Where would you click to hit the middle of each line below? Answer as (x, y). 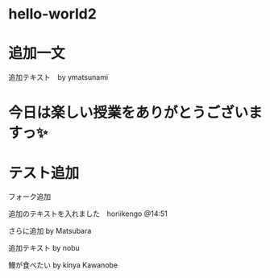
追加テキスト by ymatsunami (58, 77)
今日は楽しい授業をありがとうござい (129, 113)
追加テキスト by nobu (44, 248)
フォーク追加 (29, 197)
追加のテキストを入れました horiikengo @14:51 (88, 214)
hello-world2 (52, 14)
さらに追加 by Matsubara (50, 231)
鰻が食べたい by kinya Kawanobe (63, 265)
